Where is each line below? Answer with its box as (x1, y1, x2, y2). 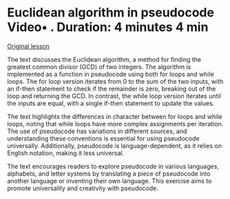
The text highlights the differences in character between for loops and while (7, 112, 222, 121)
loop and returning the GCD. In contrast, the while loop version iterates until (7, 91, 222, 100)
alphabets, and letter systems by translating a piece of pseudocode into (7, 169, 211, 178)
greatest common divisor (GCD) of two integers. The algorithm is (7, 62, 191, 71)
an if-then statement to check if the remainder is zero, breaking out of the (7, 84, 216, 93)
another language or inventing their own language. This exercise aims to (7, 176, 212, 185)
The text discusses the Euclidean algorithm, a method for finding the (7, 55, 202, 63)
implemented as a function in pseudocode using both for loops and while (7, 70, 215, 78)
